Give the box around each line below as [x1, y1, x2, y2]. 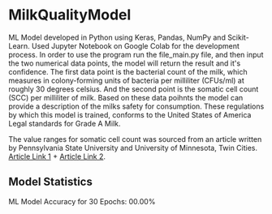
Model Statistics [8, 175, 93, 189]
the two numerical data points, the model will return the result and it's [8, 58, 241, 68]
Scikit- [227, 32, 249, 42]
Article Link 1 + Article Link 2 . [8, 152, 106, 161]
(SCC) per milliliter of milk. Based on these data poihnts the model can [8, 92, 244, 102]
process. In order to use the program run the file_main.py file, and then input [8, 49, 264, 59]
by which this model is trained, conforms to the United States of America [8, 109, 252, 119]
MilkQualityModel [8, 6, 132, 24]
